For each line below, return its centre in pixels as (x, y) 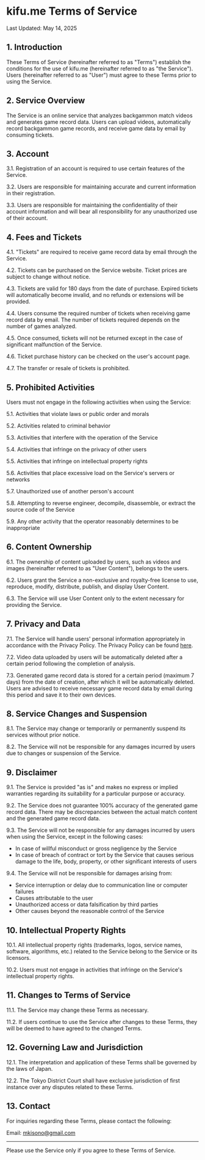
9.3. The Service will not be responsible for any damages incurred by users (101, 830)
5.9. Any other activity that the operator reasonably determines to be (92, 521)
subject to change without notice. (48, 277)
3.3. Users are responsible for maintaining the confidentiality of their (92, 205)
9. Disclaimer (32, 772)
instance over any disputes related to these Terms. (70, 1087)
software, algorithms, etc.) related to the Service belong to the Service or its (102, 951)
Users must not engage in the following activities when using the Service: (99, 402)
